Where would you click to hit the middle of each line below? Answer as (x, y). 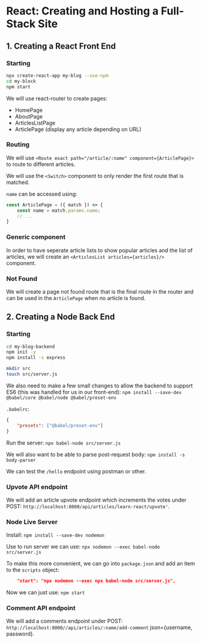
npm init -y (21, 352)
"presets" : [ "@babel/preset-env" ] (60, 425)
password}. (20, 634)
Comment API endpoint (41, 608)
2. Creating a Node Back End (61, 317)
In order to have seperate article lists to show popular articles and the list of (100, 250)
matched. (18, 182)
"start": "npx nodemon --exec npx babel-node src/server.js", (96, 581)
